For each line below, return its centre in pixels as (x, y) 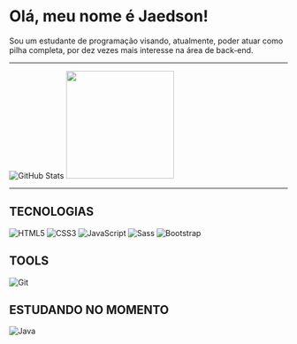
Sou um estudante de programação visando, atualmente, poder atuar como (146, 41)
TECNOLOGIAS (52, 212)
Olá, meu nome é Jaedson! (109, 16)
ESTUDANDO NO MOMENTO (89, 310)
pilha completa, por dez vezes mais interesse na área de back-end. (131, 50)
